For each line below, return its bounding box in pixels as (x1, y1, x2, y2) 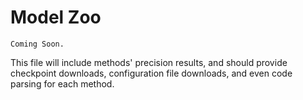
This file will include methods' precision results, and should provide (10, 56, 288, 68)
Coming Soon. (10, 39, 65, 49)
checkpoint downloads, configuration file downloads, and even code (10, 67, 293, 79)
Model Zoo (10, 6, 102, 29)
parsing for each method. (10, 77, 115, 90)
